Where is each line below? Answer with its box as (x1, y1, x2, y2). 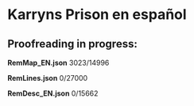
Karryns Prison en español (7, 6, 188, 24)
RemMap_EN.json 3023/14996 (7, 58, 110, 67)
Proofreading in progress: (7, 37, 138, 51)
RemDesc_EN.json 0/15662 (7, 89, 99, 98)
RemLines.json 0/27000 (7, 74, 88, 82)
